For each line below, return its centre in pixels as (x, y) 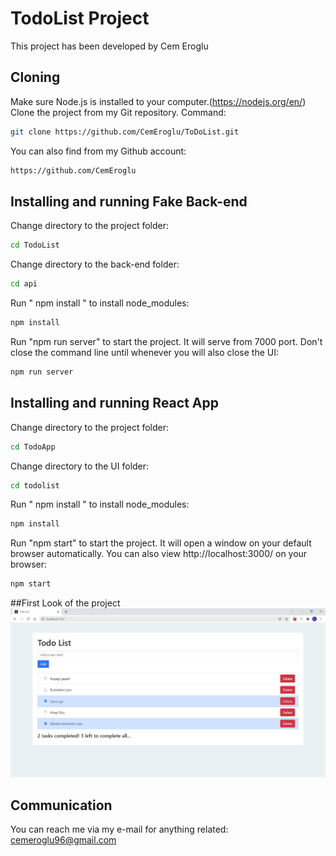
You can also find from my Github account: (98, 151)
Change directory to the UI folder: (80, 466)
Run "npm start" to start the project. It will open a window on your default (161, 543)
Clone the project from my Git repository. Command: (118, 112)
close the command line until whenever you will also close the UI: (145, 352)
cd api (24, 284)
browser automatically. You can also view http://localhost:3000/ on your (159, 554)
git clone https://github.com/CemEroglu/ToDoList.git (125, 132)
